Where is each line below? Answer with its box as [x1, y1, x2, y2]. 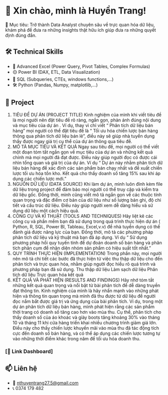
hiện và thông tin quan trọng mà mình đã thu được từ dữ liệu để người [12, 293, 156, 299]
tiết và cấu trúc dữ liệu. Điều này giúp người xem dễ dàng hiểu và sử [12, 202, 153, 208]
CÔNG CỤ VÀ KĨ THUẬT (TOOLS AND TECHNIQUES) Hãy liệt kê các [12, 213, 153, 219]
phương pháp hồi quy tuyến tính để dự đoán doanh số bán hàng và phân [12, 239, 162, 245]
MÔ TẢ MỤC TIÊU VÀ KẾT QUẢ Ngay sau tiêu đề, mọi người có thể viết [12, 144, 159, 150]
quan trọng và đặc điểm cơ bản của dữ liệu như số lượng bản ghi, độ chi [12, 197, 161, 203]
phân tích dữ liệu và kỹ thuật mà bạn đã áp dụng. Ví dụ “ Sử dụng [12, 234, 147, 240]
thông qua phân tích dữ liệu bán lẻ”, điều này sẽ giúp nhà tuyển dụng [12, 133, 155, 139]
